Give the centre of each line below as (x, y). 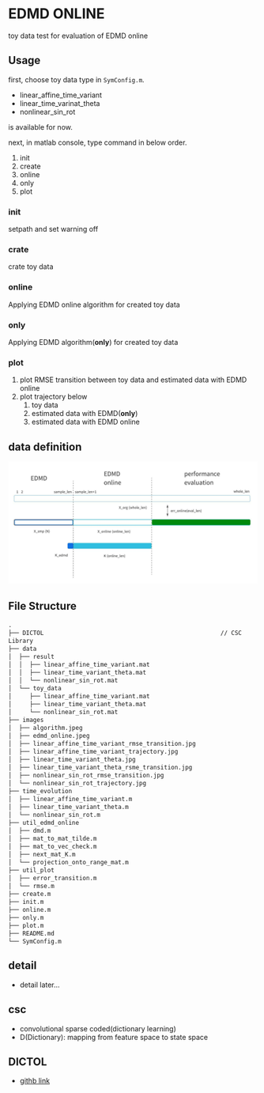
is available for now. (40, 127)
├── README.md (32, 933)
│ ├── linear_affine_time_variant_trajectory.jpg (93, 751)
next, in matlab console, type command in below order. (98, 142)
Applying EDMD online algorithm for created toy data (94, 304)
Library (21, 641)
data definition (45, 446)
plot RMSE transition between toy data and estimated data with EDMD (133, 380)
